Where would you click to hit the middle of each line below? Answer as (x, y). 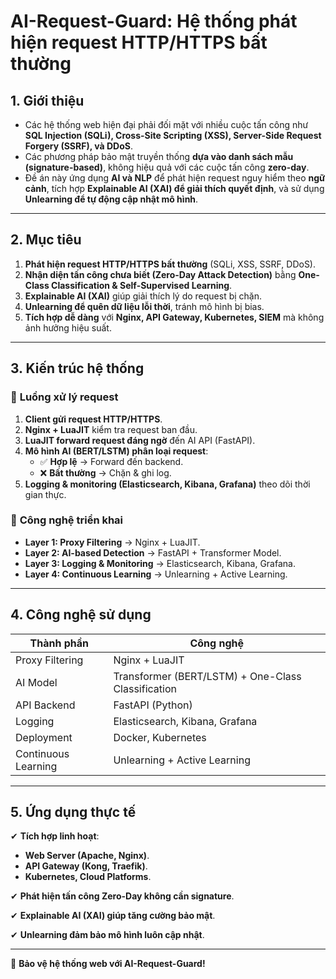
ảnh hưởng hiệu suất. (68, 327)
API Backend (45, 705)
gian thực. (45, 494)
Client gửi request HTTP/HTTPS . (93, 419)
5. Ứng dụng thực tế (73, 812)
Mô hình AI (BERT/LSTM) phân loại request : (116, 451)
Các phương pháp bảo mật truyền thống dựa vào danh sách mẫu (159, 156)
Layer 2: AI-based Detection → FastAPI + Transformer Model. (153, 552)
